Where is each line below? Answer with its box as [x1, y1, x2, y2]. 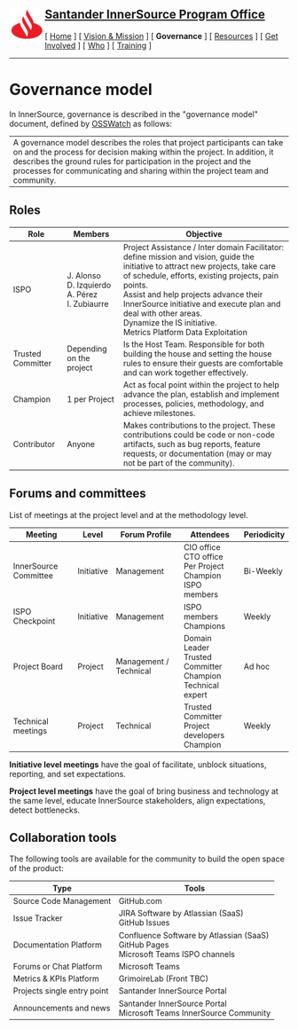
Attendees [190, 530, 231, 540]
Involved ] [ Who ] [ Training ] [44, 40, 153, 51]
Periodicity [243, 530, 286, 540]
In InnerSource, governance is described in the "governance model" [9, 108, 259, 119]
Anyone [67, 439, 96, 450]
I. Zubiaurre [67, 298, 109, 309]
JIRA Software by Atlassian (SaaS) [118, 908, 244, 919]
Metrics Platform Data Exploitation [122, 326, 248, 337]
